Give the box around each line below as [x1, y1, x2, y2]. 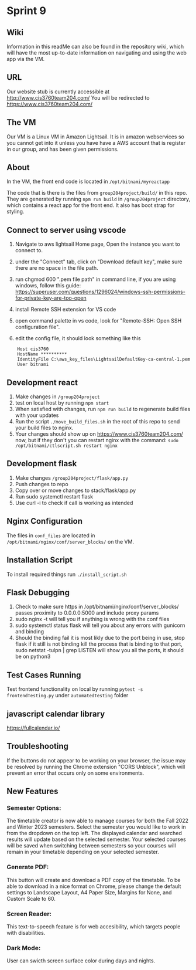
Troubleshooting [6, 741, 69, 751]
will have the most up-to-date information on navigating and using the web [6, 49, 187, 56]
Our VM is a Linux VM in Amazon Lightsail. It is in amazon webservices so [6, 133, 185, 140]
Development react [6, 377, 78, 388]
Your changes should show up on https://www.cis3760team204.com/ [15, 430, 183, 437]
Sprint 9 [6, 4, 46, 18]
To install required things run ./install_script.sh [6, 571, 127, 578]
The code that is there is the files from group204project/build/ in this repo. [6, 189, 188, 196]
